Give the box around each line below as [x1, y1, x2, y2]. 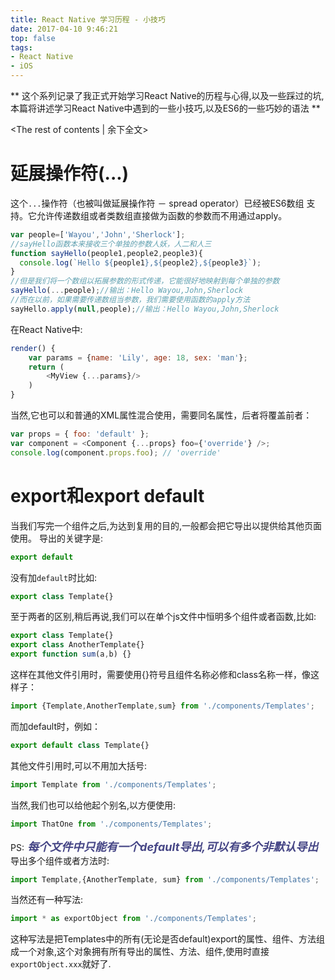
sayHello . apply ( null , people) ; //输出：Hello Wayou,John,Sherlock [10, 304, 280, 314]
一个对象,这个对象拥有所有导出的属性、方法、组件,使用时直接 [18, 946, 270, 958]
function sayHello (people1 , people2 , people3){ [10, 248, 203, 258]
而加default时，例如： [10, 720, 102, 732]
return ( [28, 362, 65, 372]
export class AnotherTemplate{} [10, 640, 145, 650]
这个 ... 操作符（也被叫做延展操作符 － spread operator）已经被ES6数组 [10, 197, 305, 209]
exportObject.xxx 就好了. [10, 958, 112, 970]
